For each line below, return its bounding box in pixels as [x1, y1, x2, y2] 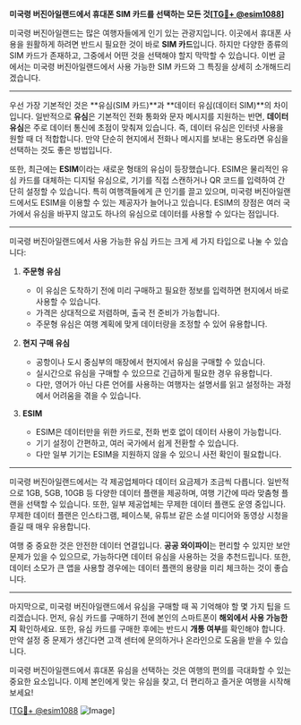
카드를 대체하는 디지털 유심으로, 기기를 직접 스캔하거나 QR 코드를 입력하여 [18, 175, 276, 185]
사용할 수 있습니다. [35, 296, 101, 307]
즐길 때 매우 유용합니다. [9, 521, 91, 532]
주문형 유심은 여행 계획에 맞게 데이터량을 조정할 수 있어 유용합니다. [35, 319, 268, 329]
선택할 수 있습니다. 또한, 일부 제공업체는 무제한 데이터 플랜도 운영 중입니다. [25, 499, 287, 509]
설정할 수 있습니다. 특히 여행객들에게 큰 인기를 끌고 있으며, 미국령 [25, 186, 253, 196]
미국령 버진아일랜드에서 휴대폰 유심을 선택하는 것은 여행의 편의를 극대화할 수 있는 [9, 665, 292, 675]
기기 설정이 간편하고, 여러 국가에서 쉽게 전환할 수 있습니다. [35, 438, 239, 448]
